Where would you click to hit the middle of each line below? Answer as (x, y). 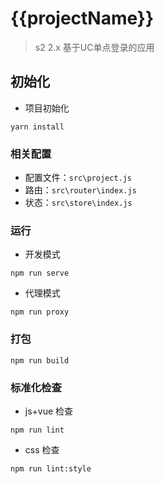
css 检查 (42, 449)
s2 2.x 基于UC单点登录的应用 (94, 47)
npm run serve (40, 273)
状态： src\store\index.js (78, 203)
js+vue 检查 (49, 411)
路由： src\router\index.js (80, 190)
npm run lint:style (51, 468)
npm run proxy (40, 312)
